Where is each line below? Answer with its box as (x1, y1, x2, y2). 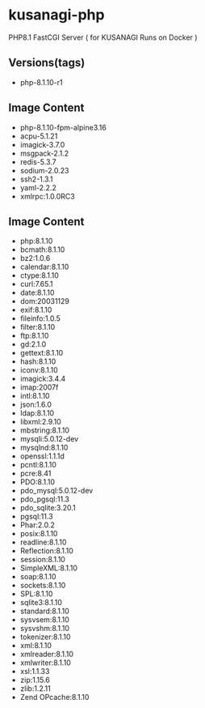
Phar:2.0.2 (19, 520, 55, 530)
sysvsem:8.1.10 (19, 615, 70, 625)
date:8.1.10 (19, 288, 55, 297)
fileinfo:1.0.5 (19, 313, 61, 323)
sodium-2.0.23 (19, 165, 69, 175)
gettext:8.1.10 (19, 348, 64, 358)
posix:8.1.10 (19, 529, 58, 539)
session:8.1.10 (19, 555, 66, 565)
